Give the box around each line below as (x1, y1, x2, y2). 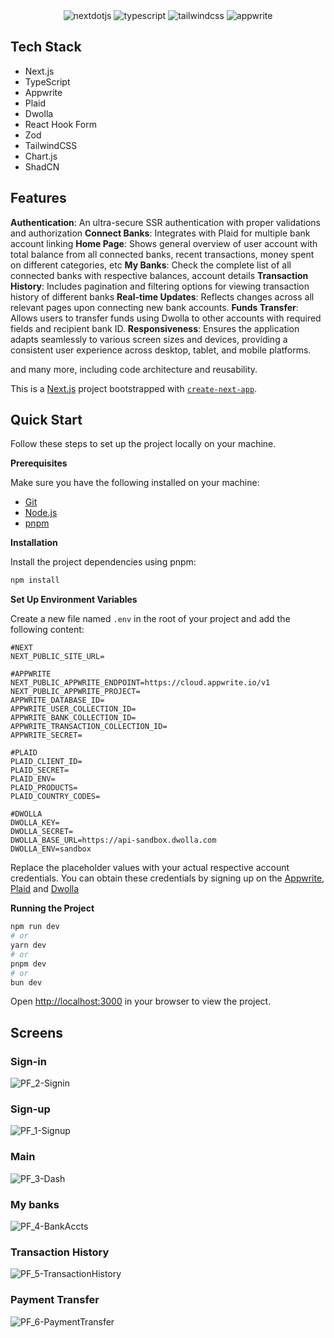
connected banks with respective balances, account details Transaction (10, 269, 309, 281)
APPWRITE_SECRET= (10, 730, 83, 741)
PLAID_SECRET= (10, 765, 70, 776)
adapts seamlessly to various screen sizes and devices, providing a (10, 333, 288, 345)
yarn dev (10, 940, 47, 951)
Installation (10, 537, 58, 549)
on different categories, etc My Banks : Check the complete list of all (10, 259, 292, 271)
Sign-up (10, 1102, 51, 1116)
